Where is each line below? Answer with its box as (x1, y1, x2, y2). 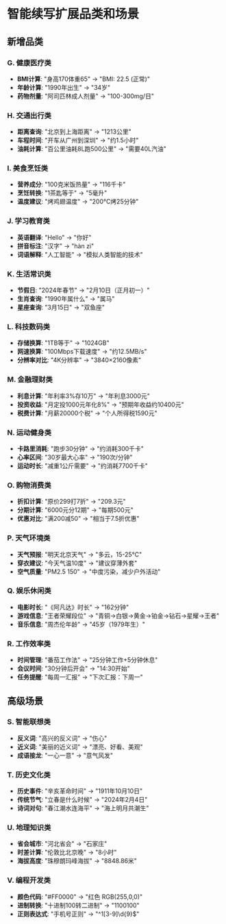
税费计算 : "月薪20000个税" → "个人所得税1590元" (16, 409, 158, 417)
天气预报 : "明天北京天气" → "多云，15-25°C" (16, 550, 142, 559)
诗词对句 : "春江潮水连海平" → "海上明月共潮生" (16, 804, 149, 812)
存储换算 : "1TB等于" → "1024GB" (16, 339, 110, 347)
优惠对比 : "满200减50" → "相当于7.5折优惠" (16, 515, 140, 523)
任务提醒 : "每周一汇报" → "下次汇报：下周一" (16, 673, 144, 681)
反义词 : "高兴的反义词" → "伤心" (16, 734, 108, 742)
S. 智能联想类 (7, 717, 51, 727)
